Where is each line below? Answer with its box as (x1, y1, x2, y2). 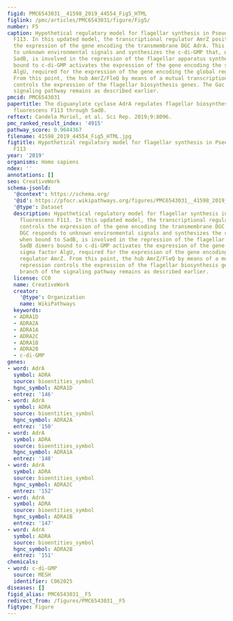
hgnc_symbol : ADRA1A (13, 449, 73, 456)
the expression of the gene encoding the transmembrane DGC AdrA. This (13, 42, 225, 49)
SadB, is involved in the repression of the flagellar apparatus (13, 56, 207, 62)
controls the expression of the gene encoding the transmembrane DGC (19, 223, 225, 230)
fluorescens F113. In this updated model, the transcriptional (19, 216, 207, 223)
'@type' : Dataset (13, 204, 64, 211)
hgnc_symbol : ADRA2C (13, 481, 73, 488)
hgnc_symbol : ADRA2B (13, 545, 73, 552)
